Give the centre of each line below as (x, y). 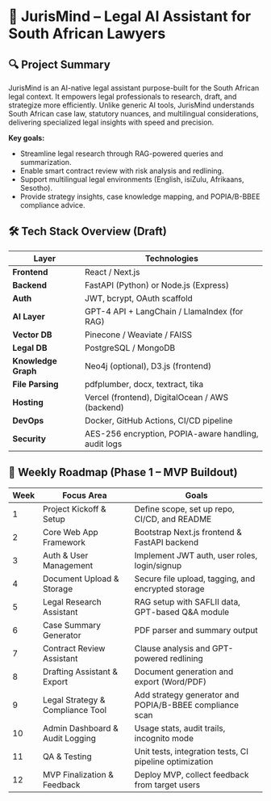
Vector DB (32, 335)
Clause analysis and (172, 648)
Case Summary (72, 625)
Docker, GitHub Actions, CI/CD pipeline (158, 420)
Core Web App (71, 532)
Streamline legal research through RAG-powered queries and (121, 154)
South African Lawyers (87, 34)
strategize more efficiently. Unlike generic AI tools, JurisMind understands (131, 105)
